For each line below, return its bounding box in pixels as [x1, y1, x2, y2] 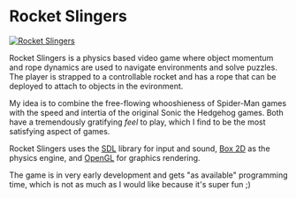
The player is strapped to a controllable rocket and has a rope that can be [9, 71, 277, 81]
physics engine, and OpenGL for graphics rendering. [9, 152, 201, 163]
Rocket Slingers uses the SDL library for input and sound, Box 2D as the [9, 143, 271, 154]
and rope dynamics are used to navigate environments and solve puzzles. [9, 62, 278, 72]
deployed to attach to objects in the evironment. [9, 80, 184, 91]
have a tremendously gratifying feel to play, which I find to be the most [9, 117, 267, 127]
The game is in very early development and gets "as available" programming [9, 170, 289, 180]
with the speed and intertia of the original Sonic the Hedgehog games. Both [9, 107, 285, 118]
